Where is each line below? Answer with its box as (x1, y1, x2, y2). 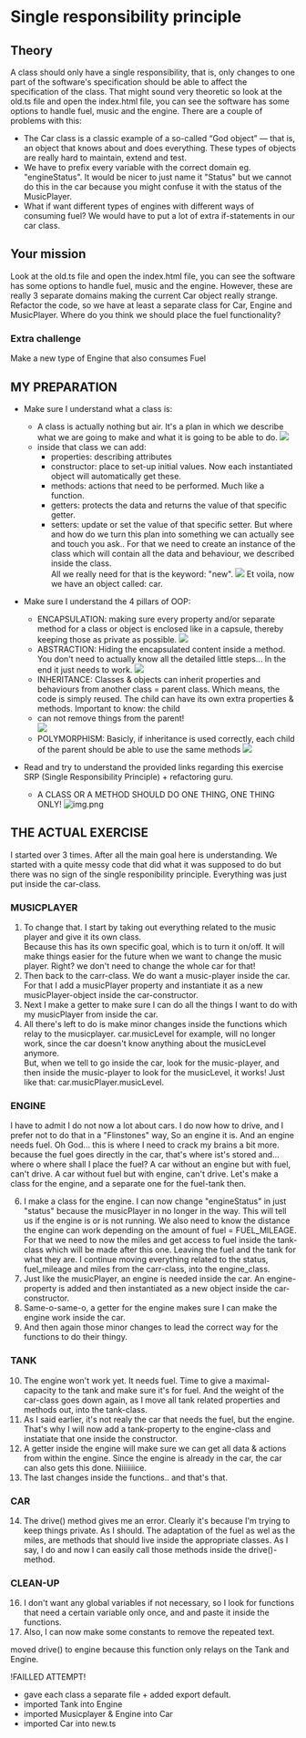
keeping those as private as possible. (36, 633, 178, 644)
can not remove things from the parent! (36, 713, 185, 724)
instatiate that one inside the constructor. (23, 1433, 178, 1444)
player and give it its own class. (23, 931, 142, 942)
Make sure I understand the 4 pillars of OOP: (23, 595, 191, 607)
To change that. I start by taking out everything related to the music (23, 922, 277, 933)
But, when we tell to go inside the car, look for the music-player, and (23, 1057, 280, 1068)
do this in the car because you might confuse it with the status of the (23, 181, 282, 192)
